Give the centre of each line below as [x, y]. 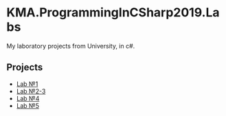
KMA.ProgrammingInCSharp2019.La [113, 13]
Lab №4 [28, 98]
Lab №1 [27, 84]
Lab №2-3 [31, 91]
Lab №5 [27, 105]
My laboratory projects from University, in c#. [71, 46]
